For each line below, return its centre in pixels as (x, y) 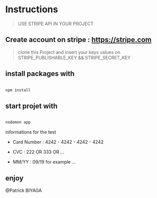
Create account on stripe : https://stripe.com (78, 40)
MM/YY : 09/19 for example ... (44, 162)
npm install (18, 90)
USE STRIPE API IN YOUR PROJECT (55, 24)
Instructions (32, 9)
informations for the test (31, 132)
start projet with (31, 106)
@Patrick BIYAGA (24, 190)
